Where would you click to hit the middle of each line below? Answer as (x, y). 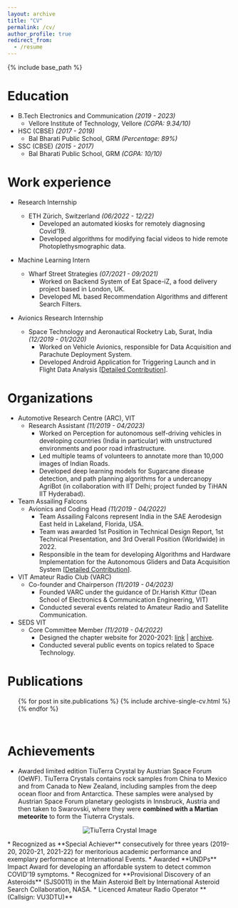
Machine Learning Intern (54, 260)
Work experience (59, 183)
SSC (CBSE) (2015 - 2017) (56, 146)
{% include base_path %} (45, 67)
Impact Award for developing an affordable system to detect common (109, 867)
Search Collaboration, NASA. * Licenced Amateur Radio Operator (103, 889)
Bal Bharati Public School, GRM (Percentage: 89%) (103, 138)
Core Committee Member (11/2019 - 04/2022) (95, 630)
